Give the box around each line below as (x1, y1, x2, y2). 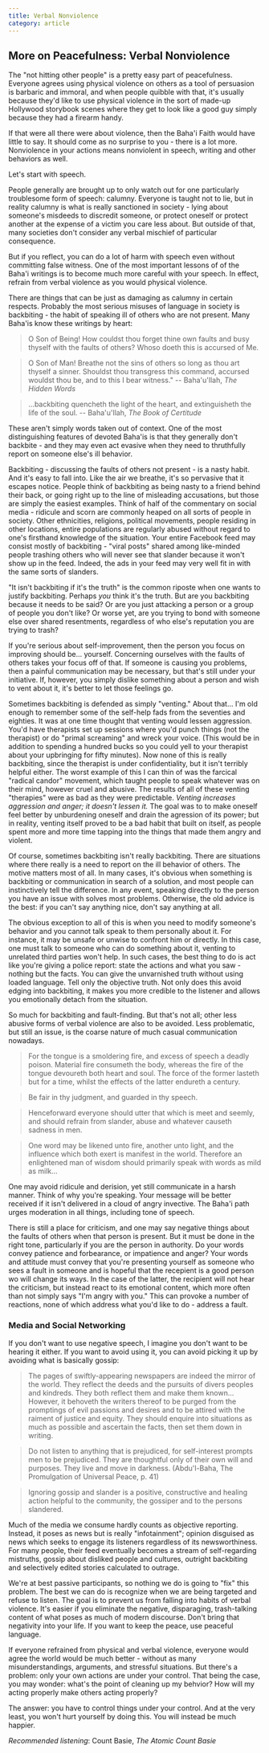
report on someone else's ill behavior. (8, 449, 133, 459)
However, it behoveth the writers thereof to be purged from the (27, 1396, 237, 1406)
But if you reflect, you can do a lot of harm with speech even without (8, 252, 235, 262)
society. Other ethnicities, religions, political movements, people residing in (8, 516, 257, 526)
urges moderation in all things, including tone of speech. (8, 1208, 195, 1217)
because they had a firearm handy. (8, 113, 124, 123)
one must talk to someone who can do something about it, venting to (8, 944, 236, 953)
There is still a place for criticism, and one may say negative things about (8, 1223, 250, 1233)
